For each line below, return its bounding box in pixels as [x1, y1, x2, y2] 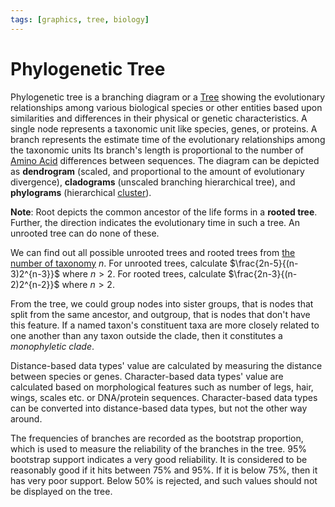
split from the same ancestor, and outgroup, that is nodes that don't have [10, 308, 311, 320]
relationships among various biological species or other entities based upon [10, 101, 323, 113]
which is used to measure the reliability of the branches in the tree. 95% [10, 442, 308, 455]
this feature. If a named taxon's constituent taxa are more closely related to [10, 319, 320, 331]
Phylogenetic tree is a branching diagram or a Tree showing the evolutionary [10, 91, 326, 103]
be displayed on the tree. [10, 485, 113, 497]
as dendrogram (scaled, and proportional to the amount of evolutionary [10, 165, 305, 177]
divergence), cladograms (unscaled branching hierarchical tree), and [10, 176, 296, 188]
